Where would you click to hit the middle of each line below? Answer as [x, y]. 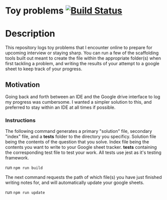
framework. [17, 158]
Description [30, 34]
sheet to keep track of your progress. [44, 69]
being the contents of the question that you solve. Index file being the [77, 142]
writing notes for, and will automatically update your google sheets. [75, 182]
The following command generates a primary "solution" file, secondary [79, 131]
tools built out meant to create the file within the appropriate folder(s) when [83, 58]
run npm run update [25, 192]
